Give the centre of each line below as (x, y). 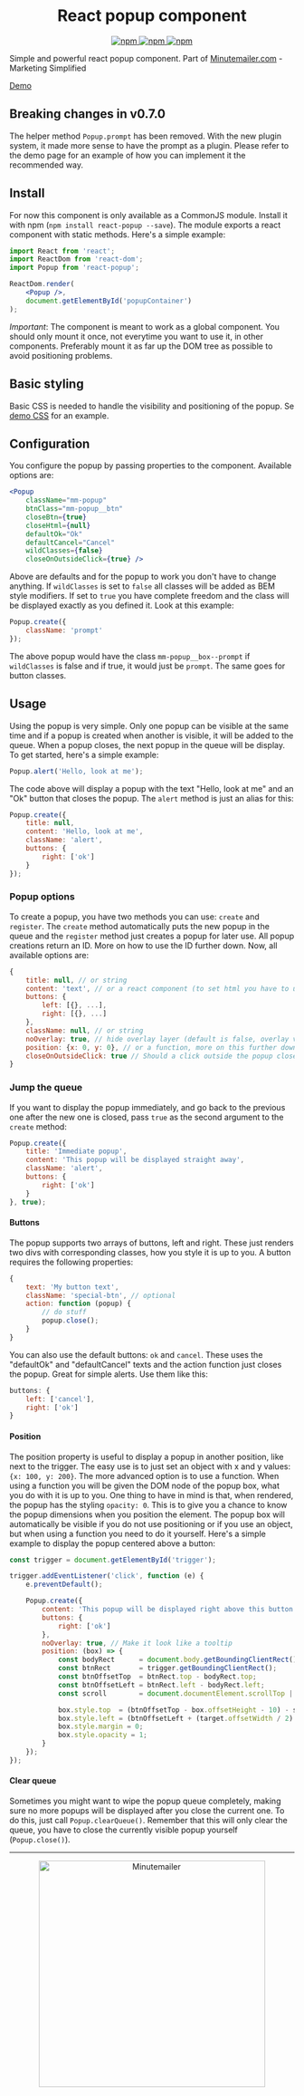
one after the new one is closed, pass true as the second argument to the (147, 1117)
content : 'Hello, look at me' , (85, 832)
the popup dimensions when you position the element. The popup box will (147, 1514)
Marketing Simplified (48, 68)
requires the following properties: (71, 1262)
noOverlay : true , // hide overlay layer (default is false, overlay (157, 1039)
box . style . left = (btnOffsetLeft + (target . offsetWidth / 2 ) (176, 1718)
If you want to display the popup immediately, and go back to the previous (147, 1107)
